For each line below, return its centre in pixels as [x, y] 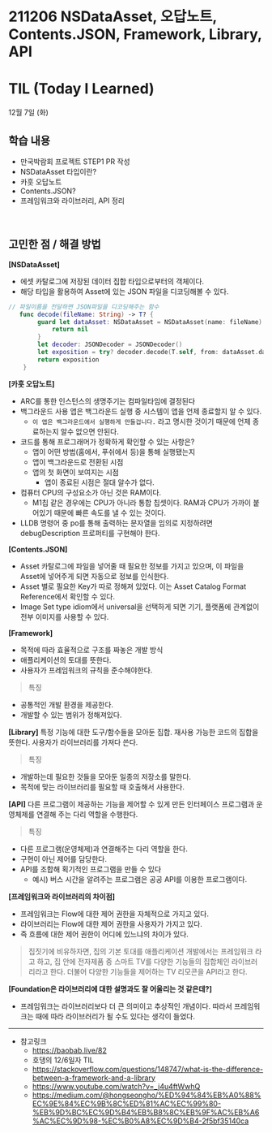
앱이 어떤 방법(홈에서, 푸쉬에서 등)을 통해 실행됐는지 [114, 452]
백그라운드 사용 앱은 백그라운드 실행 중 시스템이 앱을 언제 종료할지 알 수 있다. [141, 411]
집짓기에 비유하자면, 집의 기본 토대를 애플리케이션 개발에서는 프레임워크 [140, 951]
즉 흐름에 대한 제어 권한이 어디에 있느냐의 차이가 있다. [104, 934]
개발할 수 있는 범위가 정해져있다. [71, 715]
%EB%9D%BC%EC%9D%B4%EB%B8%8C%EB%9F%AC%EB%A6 [146, 1112]
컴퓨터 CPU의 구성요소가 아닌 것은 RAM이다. [91, 492]
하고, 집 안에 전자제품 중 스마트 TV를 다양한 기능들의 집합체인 [133, 961]
